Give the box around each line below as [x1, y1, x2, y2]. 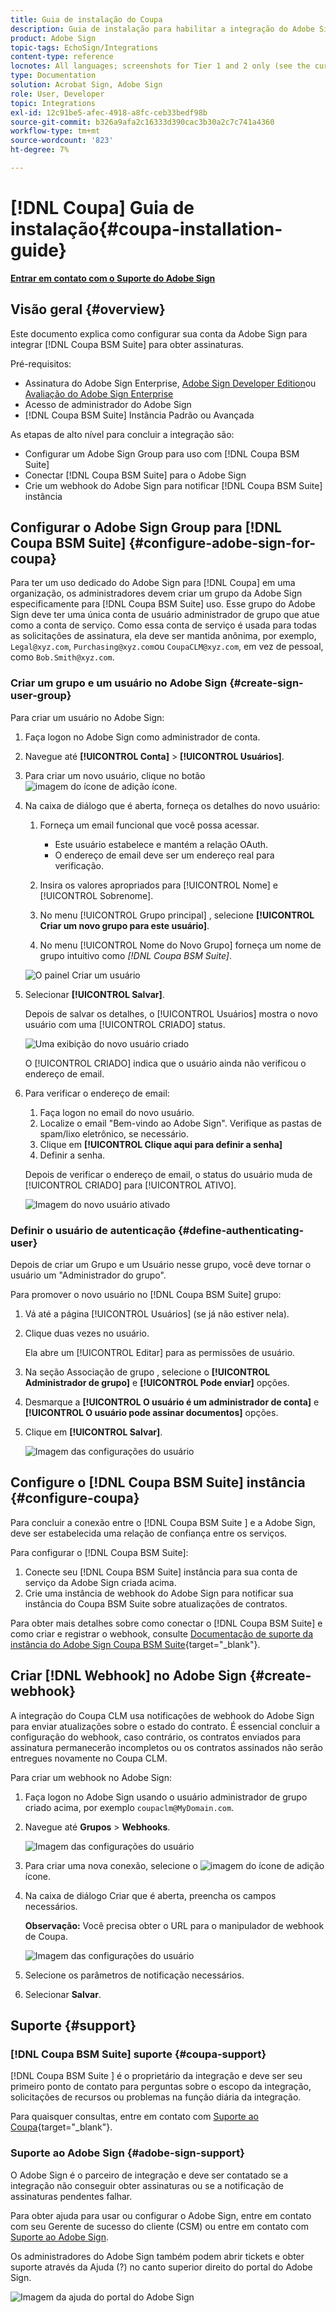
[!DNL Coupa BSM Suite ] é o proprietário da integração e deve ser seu [10, 2070, 303, 2082]
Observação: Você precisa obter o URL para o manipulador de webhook [24, 1919, 325, 1931]
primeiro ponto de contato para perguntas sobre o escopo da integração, [10, 2081, 312, 2093]
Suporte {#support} [10, 2017, 137, 2035]
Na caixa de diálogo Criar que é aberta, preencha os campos [24, 1889, 277, 1901]
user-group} [10, 689, 72, 703]
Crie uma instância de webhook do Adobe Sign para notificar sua [24, 1587, 294, 1599]
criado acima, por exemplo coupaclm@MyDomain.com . [24, 1801, 235, 1813]
